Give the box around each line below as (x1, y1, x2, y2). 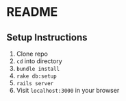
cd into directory (16, 57, 62, 65)
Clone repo (16, 49, 49, 58)
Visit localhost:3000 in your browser (16, 87, 120, 94)
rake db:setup (16, 73, 57, 80)
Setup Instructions (6, 32, 88, 43)
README (6, 4, 58, 20)
